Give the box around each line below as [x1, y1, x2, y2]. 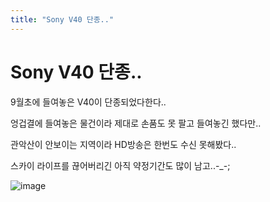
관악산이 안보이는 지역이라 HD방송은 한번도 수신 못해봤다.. [10, 138, 237, 150]
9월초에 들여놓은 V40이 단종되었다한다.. [10, 96, 167, 108]
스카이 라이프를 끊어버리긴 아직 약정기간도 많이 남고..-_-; [10, 159, 231, 171]
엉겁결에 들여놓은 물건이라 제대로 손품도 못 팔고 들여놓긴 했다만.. [10, 117, 262, 129]
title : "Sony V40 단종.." [10, 14, 115, 25]
